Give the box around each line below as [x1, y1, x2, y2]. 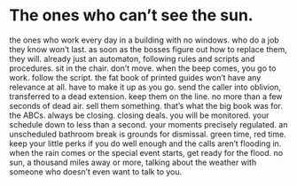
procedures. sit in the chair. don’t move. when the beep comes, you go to [9, 63, 277, 74]
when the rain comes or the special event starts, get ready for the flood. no [9, 147, 284, 158]
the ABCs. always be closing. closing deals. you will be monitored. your [9, 110, 270, 120]
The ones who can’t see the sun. [9, 5, 254, 26]
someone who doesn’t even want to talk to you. [9, 166, 183, 177]
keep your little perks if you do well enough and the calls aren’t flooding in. [9, 138, 282, 149]
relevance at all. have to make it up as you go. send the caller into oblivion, [9, 81, 282, 92]
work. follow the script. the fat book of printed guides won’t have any [9, 72, 262, 82]
